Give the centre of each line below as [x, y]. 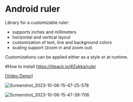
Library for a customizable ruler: [37, 22]
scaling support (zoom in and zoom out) [52, 47]
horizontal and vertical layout [41, 37]
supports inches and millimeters [44, 32]
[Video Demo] [19, 76]
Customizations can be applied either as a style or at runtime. [66, 57]
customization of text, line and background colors [62, 42]
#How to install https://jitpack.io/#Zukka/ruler [51, 66]
